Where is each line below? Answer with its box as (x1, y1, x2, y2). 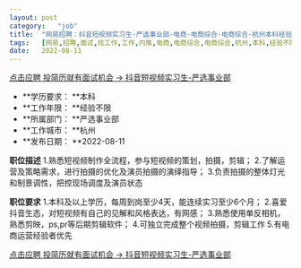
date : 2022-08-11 (9, 47, 82, 56)
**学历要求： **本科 (21, 91, 96, 102)
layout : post (9, 13, 58, 22)
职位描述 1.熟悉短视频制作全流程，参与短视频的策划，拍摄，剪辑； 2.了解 (9, 155, 278, 166)
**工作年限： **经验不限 (21, 102, 112, 113)
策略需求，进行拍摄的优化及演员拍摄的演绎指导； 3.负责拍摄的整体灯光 (24, 167, 286, 177)
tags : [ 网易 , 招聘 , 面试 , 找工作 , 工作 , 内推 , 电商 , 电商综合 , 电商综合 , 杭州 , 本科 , (9, 38, 271, 48)
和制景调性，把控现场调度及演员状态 (9, 177, 143, 188)
